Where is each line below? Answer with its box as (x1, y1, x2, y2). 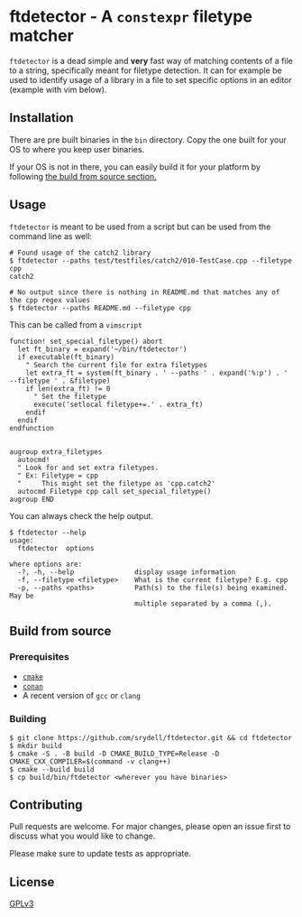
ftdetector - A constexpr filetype (9, 6, 252, 27)
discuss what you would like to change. (9, 830, 156, 841)
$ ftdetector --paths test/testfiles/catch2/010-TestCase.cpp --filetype (9, 255, 293, 265)
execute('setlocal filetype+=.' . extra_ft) (32, 400, 204, 409)
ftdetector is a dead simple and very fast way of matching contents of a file (9, 55, 293, 66)
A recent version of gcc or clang (22, 690, 142, 701)
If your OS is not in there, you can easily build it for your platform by (9, 161, 261, 172)
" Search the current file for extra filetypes (25, 360, 207, 369)
